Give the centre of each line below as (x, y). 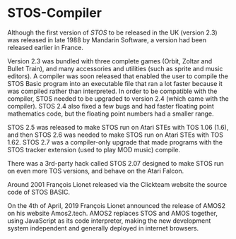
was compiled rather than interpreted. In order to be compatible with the (112, 91)
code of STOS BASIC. (39, 192)
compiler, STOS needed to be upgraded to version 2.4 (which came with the (118, 98)
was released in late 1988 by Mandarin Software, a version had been (107, 39)
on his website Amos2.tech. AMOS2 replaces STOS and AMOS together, (112, 213)
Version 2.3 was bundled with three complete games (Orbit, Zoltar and (110, 61)
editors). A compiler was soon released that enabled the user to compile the (118, 76)
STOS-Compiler (55, 13)
